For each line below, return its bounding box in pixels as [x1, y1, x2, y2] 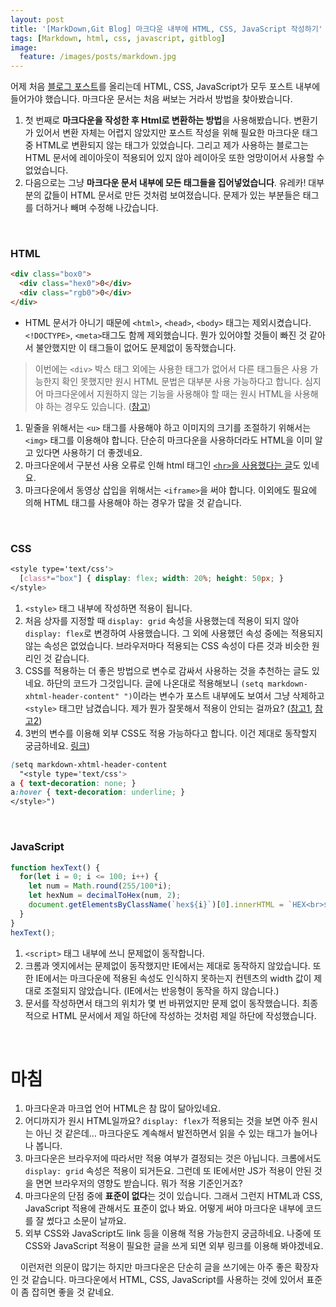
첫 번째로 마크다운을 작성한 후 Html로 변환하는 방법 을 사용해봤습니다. [24, 114, 292, 126]
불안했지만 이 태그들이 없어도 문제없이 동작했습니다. [35, 341, 237, 353]
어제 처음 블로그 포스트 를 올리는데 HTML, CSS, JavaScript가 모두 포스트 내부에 [10, 81, 321, 93]
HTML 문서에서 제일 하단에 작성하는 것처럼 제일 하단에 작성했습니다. [51, 1009, 317, 1021]
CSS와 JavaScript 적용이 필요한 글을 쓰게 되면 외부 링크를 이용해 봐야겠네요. [24, 1240, 324, 1252]
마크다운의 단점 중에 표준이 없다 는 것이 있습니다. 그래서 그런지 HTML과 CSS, [24, 1190, 323, 1202]
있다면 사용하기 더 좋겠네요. [35, 446, 143, 458]
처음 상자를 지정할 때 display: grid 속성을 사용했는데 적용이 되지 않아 [24, 614, 300, 626]
